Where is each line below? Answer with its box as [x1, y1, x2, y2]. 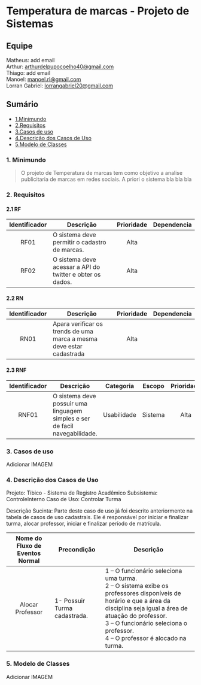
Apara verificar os [53, 320, 103, 328]
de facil [53, 422, 74, 430]
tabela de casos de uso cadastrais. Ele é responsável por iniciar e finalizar [6, 514, 189, 521]
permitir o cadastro [53, 238, 106, 247]
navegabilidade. [53, 429, 98, 438]
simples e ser [53, 414, 90, 423]
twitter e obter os [53, 271, 101, 279]
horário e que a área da [105, 597, 170, 605]
